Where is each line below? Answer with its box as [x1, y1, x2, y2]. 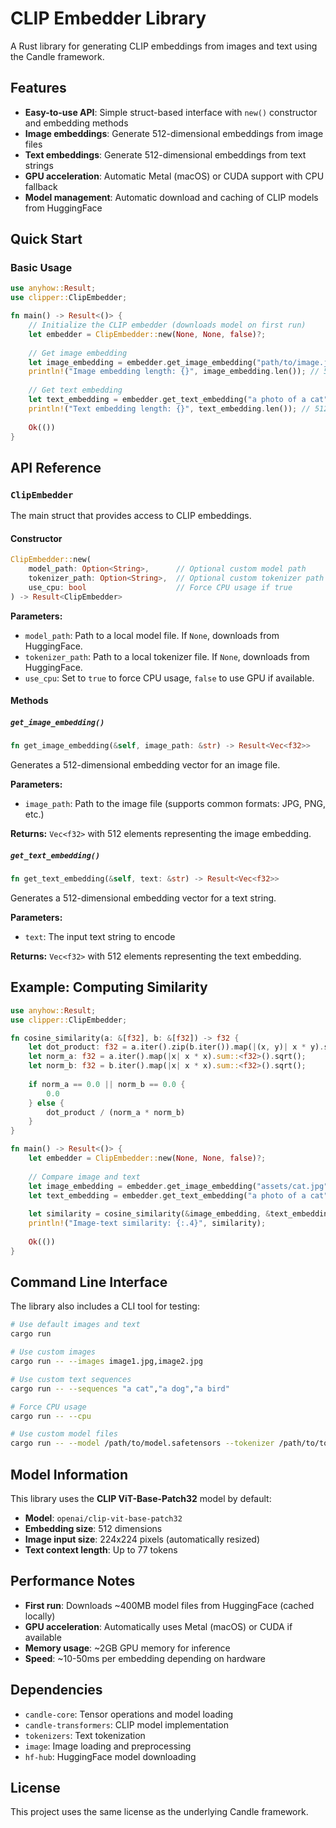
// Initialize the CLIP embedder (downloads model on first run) [28, 320, 307, 331]
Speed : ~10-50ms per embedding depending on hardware [24, 1652, 267, 1664]
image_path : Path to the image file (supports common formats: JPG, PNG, [24, 798, 326, 810]
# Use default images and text [10, 1320, 141, 1330]
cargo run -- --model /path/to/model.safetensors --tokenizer [10, 1438, 275, 1449]
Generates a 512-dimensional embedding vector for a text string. [10, 892, 277, 904]
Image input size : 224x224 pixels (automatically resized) [24, 1533, 261, 1546]
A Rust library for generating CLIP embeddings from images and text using [10, 40, 318, 52]
